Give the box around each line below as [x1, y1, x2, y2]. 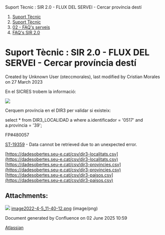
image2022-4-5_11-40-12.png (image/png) [11, 205, 98, 211]
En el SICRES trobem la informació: [5, 89, 76, 94]
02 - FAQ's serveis [12, 24, 50, 30]
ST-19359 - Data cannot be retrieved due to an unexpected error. [5, 141, 137, 147]
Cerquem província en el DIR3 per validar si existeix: [5, 107, 111, 113]
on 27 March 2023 [5, 79, 43, 85]
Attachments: [5, 191, 48, 200]
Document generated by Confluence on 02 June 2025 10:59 [5, 215, 128, 221]
